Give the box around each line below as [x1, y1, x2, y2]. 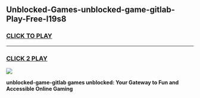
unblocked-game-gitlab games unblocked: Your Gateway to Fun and [6, 78, 179, 86]
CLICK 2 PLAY [6, 54, 48, 62]
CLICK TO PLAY [6, 32, 52, 40]
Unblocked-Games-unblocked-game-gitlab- [6, 5, 176, 15]
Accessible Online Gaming [6, 85, 73, 92]
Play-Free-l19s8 [6, 14, 67, 24]
